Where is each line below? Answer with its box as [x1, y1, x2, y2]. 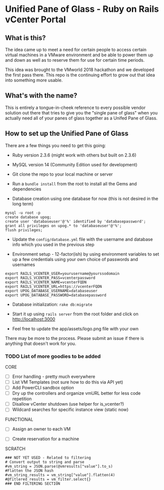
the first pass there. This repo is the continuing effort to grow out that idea [5, 72, 155, 77]
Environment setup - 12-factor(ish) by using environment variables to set [12, 251, 160, 257]
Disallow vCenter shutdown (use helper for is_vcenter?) [12, 401, 124, 407]
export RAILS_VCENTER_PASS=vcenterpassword [5, 275, 96, 280]
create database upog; [5, 215, 52, 220]
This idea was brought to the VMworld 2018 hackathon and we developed [5, 67, 155, 73]
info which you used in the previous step [12, 241, 95, 247]
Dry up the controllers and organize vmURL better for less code [12, 390, 141, 396]
